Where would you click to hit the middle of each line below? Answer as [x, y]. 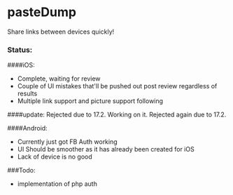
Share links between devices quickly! [61, 32]
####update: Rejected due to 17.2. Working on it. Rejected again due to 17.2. [117, 115]
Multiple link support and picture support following [90, 101]
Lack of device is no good [55, 157]
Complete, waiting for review [59, 79]
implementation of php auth [57, 184]
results [27, 94]
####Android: [27, 128]
